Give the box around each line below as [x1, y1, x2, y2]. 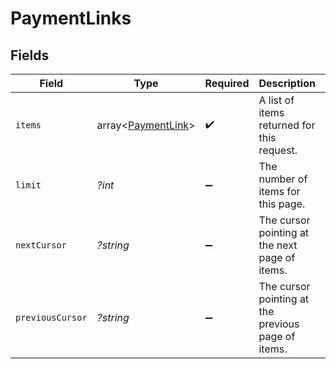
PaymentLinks [10, 7, 132, 30]
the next [258, 238, 298, 252]
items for [258, 185, 301, 198]
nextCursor [15, 240, 67, 251]
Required [204, 77, 250, 90]
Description [258, 77, 316, 90]
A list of [258, 93, 295, 107]
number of [258, 172, 308, 186]
